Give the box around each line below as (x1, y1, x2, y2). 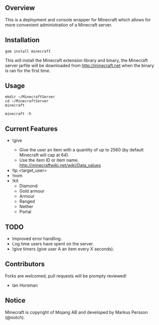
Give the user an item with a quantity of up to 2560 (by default (19, 147, 144, 153)
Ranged (19, 198, 35, 204)
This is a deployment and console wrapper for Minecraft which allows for (5, 16, 151, 22)
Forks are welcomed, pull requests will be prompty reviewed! (5, 273, 127, 278)
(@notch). (5, 314, 25, 320)
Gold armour (19, 188, 45, 194)
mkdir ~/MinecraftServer (5, 95, 55, 99)
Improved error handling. (12, 236, 62, 242)
